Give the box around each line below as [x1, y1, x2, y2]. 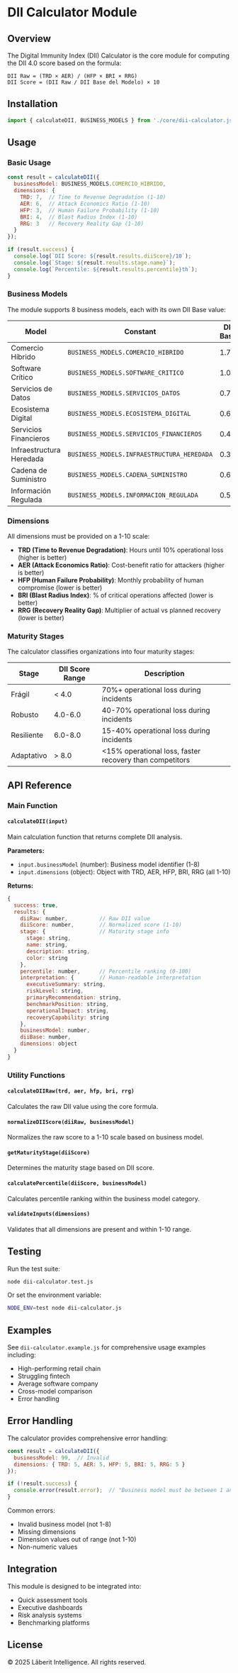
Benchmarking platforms [17, 1618, 90, 1627]
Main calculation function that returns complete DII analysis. [7, 832, 183, 841]
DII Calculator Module [7, 4, 137, 21]
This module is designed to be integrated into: [7, 1581, 142, 1590]
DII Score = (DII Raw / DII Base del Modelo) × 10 [7, 79, 160, 86]
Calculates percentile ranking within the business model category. [7, 1194, 200, 1203]
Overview [7, 33, 52, 45]
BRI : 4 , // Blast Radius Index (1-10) [20, 214, 138, 221]
